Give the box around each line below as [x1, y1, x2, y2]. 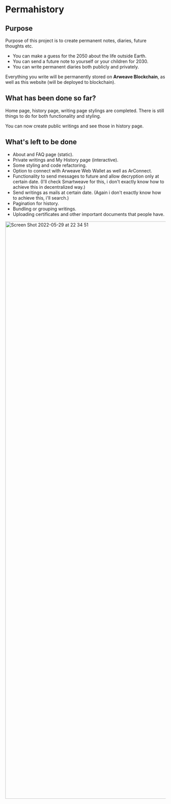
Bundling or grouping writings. [12, 206, 76, 212]
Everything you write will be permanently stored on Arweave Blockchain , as [5, 74, 165, 80]
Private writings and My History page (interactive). [12, 157, 119, 163]
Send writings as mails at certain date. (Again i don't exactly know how [12, 189, 161, 195]
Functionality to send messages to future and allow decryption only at [12, 173, 159, 179]
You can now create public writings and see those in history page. [5, 123, 144, 129]
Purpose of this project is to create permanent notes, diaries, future [5, 37, 147, 44]
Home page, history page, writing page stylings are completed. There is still [5, 107, 164, 114]
